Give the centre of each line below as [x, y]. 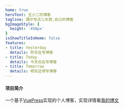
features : [16, 43]
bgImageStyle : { [22, 24]
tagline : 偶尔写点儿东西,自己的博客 [39, 19]
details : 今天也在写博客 [34, 62]
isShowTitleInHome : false [33, 39]
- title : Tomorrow [25, 66]
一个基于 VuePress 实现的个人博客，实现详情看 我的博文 [62, 100]
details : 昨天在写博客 [32, 52]
